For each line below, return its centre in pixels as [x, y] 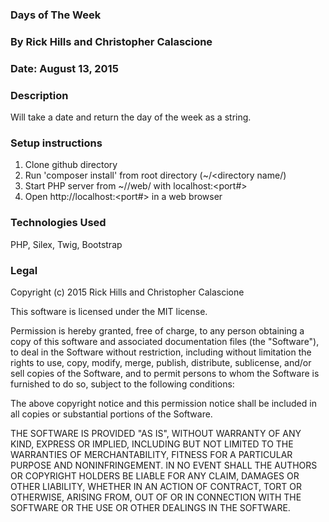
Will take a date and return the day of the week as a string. [131, 117]
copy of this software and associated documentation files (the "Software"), [165, 341]
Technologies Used [58, 223]
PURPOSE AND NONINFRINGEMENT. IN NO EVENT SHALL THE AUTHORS [164, 465]
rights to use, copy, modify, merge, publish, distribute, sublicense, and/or [161, 362]
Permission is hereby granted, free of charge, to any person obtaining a [157, 330]
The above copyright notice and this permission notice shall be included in [163, 403]
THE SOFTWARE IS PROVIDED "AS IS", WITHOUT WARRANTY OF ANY [156, 433]
